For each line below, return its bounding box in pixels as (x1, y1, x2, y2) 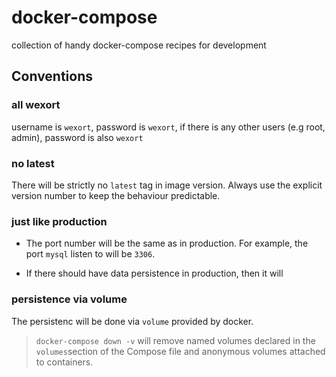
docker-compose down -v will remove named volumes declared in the (35, 334, 316, 346)
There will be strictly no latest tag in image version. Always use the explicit (11, 179, 323, 191)
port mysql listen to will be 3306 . (25, 248, 156, 260)
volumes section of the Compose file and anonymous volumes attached (35, 345, 326, 357)
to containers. (35, 356, 94, 368)
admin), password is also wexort (11, 131, 144, 143)
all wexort (11, 98, 61, 112)
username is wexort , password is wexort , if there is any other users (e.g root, (11, 121, 326, 133)
